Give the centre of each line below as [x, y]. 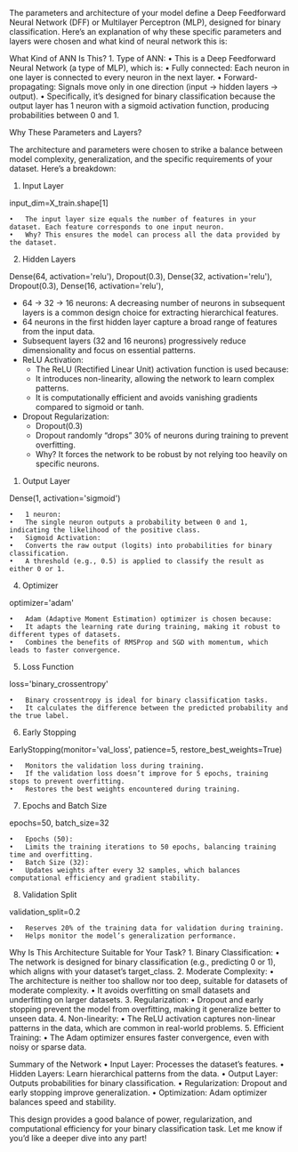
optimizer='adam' [41, 603]
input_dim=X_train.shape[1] [59, 203]
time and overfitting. [51, 855]
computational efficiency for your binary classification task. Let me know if [146, 1128]
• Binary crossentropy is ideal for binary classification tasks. [139, 700]
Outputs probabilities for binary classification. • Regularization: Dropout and [148, 1083]
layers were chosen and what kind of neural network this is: [118, 41]
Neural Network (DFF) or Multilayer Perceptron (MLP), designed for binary [145, 22]
